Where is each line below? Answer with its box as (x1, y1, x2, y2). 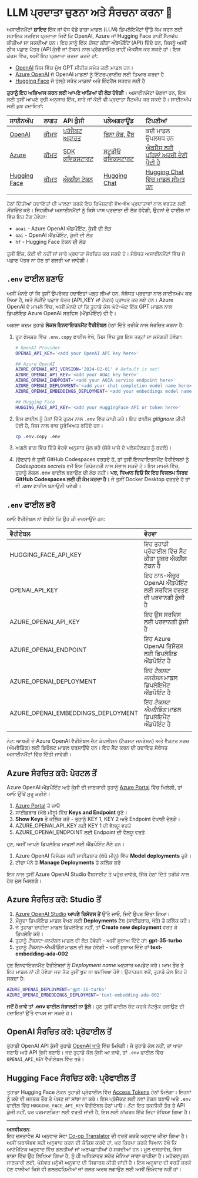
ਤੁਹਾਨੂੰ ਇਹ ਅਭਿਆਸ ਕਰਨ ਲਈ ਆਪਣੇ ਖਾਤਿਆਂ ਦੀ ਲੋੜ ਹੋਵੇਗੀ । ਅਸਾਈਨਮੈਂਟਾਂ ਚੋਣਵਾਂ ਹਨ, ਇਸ (6, 89, 186, 96)
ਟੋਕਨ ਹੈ (143, 562, 161, 570)
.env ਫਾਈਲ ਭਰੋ (6, 499, 56, 509)
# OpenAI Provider (15, 345, 61, 350)
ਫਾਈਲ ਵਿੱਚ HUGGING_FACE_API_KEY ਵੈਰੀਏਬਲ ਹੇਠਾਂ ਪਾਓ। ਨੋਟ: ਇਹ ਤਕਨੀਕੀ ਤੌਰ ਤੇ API (6, 1102, 185, 1109)
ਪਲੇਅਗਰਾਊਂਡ (103, 117, 134, 125)
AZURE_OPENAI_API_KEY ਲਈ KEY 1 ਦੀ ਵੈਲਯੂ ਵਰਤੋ (15, 822, 132, 829)
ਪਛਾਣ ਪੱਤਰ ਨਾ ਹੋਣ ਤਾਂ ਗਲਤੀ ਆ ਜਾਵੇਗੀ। (6, 256, 89, 263)
